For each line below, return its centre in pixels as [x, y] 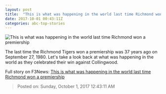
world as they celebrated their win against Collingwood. [62, 62]
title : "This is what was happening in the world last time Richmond [79, 14]
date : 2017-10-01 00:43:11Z [34, 19]
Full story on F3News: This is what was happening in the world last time [78, 72]
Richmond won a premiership [35, 77]
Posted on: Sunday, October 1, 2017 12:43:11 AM [66, 87]
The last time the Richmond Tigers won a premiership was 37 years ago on [81, 52]
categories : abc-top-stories [35, 23]
